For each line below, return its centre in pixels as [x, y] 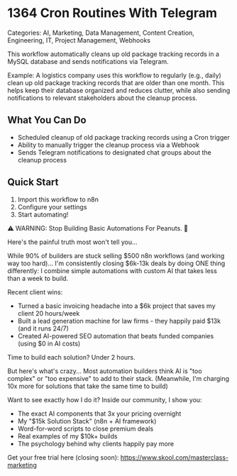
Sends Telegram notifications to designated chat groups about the [114, 152]
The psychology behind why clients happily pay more [96, 443]
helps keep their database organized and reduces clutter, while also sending [119, 90]
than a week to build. [38, 278]
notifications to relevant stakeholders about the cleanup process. [102, 98]
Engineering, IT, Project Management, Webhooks [79, 40]
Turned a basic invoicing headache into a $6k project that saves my [116, 306]
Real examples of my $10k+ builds [67, 436]
